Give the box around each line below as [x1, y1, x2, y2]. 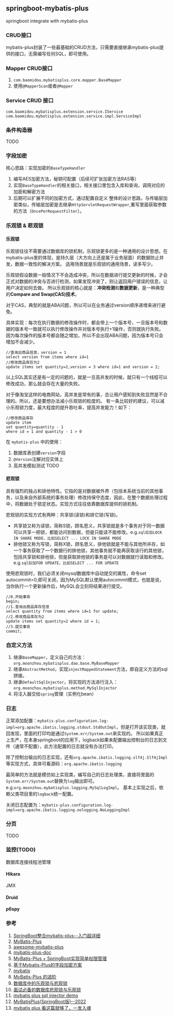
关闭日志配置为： [6, 802, 42, 808]
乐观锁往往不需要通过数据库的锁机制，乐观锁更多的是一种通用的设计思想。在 [6, 248, 168, 254]
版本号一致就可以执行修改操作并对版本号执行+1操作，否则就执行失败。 [14, 326, 164, 332]
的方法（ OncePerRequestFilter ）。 [13, 208, 84, 214]
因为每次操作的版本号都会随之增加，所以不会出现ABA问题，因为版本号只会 [6, 332, 164, 338]
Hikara [6, 871, 21, 877]
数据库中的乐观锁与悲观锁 [13, 980, 68, 986]
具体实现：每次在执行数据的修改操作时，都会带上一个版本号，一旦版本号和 [6, 319, 163, 326]
